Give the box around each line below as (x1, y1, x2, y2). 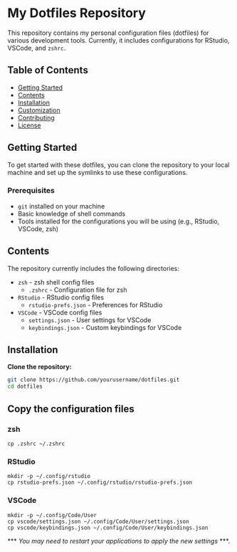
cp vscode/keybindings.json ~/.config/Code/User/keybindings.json (7, 524, 209, 531)
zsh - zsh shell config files (17, 277, 95, 286)
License (17, 121, 41, 129)
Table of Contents (7, 64, 89, 76)
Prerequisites (7, 186, 55, 196)
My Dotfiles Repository (7, 5, 146, 21)
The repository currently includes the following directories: (7, 264, 180, 272)
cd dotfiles (7, 383, 43, 391)
